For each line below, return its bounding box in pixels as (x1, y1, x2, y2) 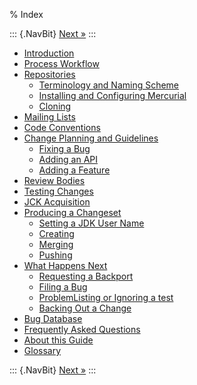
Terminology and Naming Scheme (38, 79, 180, 91)
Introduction (23, 47, 75, 59)
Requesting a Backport (38, 270, 134, 282)
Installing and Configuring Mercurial (38, 90, 187, 101)
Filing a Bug (38, 281, 88, 293)
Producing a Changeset (23, 207, 122, 218)
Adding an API (38, 154, 99, 165)
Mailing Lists (23, 111, 76, 123)
